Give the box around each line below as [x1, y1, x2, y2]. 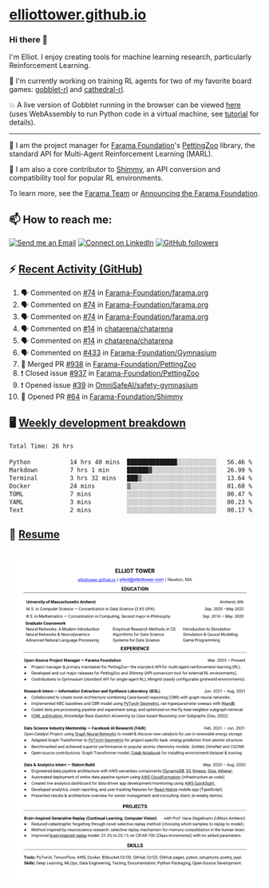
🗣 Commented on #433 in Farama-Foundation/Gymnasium [20, 348, 217, 357]
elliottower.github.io [9, 6, 147, 24]
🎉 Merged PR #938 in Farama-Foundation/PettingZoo [20, 360, 196, 369]
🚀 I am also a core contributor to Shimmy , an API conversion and [9, 165, 221, 174]
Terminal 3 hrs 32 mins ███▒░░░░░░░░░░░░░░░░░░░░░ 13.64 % [9, 474, 252, 482]
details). [9, 117, 36, 127]
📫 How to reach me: [9, 213, 113, 226]
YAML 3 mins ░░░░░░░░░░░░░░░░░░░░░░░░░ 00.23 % [9, 498, 252, 506]
